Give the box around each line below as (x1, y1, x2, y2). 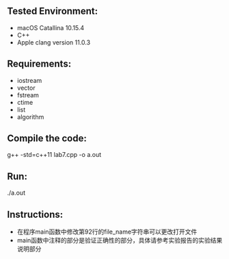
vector (16, 84, 36, 92)
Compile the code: (7, 133, 87, 145)
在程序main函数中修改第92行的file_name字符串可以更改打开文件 (16, 227, 198, 236)
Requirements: (7, 58, 72, 70)
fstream (16, 90, 40, 99)
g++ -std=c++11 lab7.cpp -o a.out (7, 151, 102, 159)
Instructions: (7, 208, 64, 220)
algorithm (16, 112, 44, 121)
